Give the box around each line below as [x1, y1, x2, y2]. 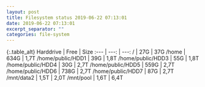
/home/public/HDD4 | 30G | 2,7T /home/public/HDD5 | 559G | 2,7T [6, 61, 175, 69]
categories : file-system [6, 32, 70, 38]
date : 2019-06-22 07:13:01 [6, 20, 75, 26]
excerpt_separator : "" [6, 26, 64, 32]
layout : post [6, 9, 40, 15]
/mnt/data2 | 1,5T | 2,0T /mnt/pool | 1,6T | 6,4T [6, 74, 124, 82]
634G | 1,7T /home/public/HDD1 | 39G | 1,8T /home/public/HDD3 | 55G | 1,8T [6, 55, 199, 62]
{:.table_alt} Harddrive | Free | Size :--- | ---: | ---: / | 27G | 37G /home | [6, 48, 186, 55]
